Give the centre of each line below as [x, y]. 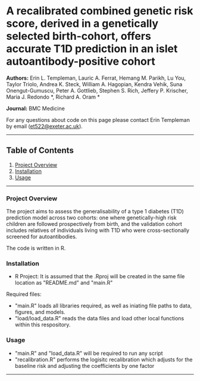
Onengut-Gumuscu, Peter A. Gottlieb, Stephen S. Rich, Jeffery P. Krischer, [97, 90]
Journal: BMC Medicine [36, 108]
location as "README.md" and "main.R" [64, 283]
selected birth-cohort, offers [79, 36]
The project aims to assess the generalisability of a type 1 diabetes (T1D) [95, 212]
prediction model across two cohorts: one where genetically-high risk [91, 218]
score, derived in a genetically [82, 23]
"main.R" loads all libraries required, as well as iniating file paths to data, [103, 306]
